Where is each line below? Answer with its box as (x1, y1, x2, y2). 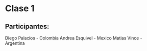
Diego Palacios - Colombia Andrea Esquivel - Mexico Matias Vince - (5, 35, 143, 41)
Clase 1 (5, 3, 35, 14)
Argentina (5, 40, 25, 46)
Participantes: (5, 22, 49, 31)
